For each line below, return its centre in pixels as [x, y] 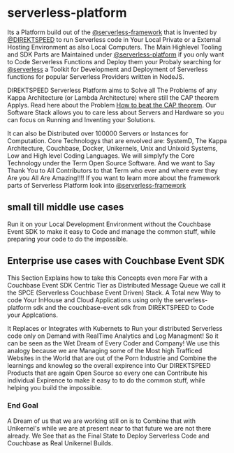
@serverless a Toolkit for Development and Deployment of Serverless [108, 69]
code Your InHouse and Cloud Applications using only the [90, 300]
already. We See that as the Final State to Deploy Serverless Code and [108, 436]
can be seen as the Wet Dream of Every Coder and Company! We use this [114, 343]
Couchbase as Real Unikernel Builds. [60, 443]
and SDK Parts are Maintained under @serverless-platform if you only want [116, 54]
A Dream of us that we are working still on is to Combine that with [102, 421]
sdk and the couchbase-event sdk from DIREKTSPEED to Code [123, 307]
